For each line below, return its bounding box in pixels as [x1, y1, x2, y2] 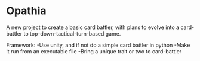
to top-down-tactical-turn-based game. [23, 30, 121, 37]
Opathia [6, 4, 47, 18]
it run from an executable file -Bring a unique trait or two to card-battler [6, 47, 182, 54]
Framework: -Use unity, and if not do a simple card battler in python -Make [6, 41, 190, 49]
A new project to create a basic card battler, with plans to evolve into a [6, 24, 180, 31]
